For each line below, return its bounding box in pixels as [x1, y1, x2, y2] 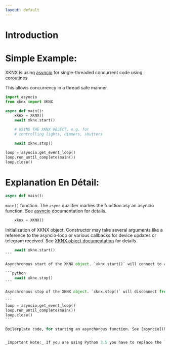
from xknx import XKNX [5, 99, 53, 104]
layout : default [5, 7, 39, 13]
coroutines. [5, 75, 29, 81]
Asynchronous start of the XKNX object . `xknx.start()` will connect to [5, 261, 162, 267]
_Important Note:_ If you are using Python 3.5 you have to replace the [5, 340, 162, 345]
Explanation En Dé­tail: [5, 176, 100, 188]
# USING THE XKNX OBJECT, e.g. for [14, 127, 90, 132]
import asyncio [5, 94, 37, 100]
